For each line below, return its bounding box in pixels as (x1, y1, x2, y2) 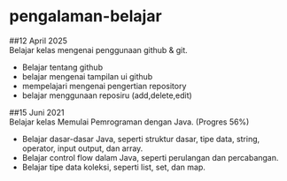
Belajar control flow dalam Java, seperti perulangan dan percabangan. (21, 152, 279, 162)
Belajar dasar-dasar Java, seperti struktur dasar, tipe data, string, (21, 133, 260, 144)
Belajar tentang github (21, 62, 104, 72)
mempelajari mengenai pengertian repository (21, 80, 187, 91)
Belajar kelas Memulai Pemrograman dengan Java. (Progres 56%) (9, 117, 250, 127)
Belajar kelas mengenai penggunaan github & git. (9, 44, 188, 55)
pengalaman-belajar (9, 6, 162, 26)
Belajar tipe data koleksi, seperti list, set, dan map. (21, 162, 206, 172)
